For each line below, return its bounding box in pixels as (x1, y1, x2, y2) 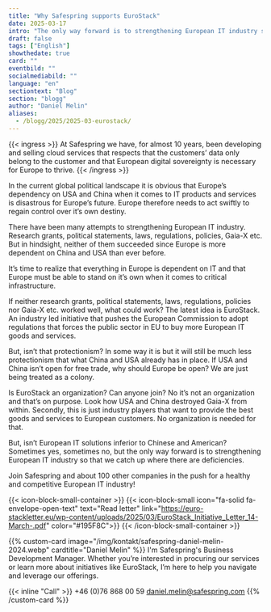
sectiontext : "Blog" (8, 87, 78, 95)
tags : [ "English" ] (8, 42, 70, 50)
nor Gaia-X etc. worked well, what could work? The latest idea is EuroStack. (8, 305, 261, 314)
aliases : (8, 110, 38, 118)
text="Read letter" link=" (80, 503, 162, 513)
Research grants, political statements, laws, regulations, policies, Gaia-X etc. (8, 230, 263, 240)
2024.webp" (8, 545, 50, 555)
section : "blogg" (8, 95, 67, 103)
